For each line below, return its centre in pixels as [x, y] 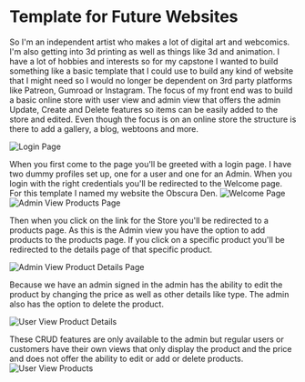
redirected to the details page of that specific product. [111, 249]
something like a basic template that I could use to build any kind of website [152, 71]
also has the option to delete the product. [86, 304]
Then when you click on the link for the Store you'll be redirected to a [139, 220]
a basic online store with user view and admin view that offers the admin [145, 100]
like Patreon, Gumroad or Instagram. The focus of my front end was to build [151, 90]
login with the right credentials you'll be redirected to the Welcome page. [146, 183]
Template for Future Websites [124, 17]
